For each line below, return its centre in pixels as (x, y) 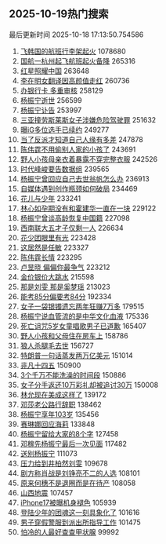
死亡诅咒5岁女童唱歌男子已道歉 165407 (83, 326)
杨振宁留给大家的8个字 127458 (69, 433)
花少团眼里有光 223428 (58, 237)
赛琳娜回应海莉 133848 (58, 424)
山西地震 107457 (47, 492)
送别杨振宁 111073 (49, 453)
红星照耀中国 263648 (54, 71)
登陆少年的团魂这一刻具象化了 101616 (80, 512)
